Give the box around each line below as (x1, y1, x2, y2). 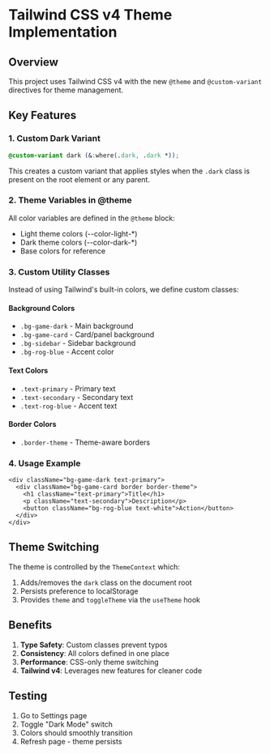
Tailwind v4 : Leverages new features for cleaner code (19, 666, 203, 675)
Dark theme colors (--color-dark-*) (19, 237, 138, 247)
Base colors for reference (19, 245, 106, 256)
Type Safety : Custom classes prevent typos (19, 640, 168, 650)
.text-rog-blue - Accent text (19, 401, 118, 411)
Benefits (8, 618, 53, 633)
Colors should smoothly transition (19, 727, 134, 738)
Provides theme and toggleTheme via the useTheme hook (19, 594, 201, 604)
